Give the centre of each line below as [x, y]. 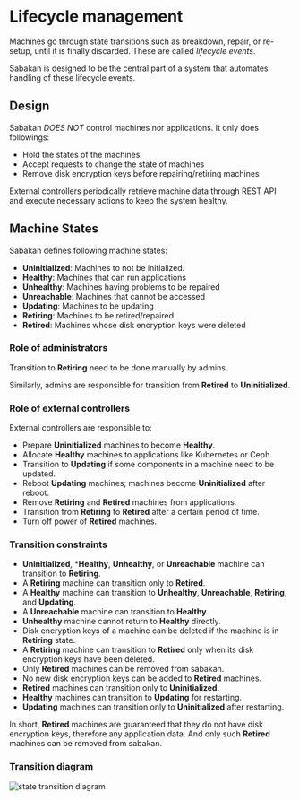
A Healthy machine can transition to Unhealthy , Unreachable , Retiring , [154, 593]
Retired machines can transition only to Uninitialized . [121, 688]
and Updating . [49, 602]
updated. [39, 474]
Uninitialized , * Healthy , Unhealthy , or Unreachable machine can [143, 564]
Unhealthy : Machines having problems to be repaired [121, 287]
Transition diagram [51, 767]
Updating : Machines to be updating [88, 306]
